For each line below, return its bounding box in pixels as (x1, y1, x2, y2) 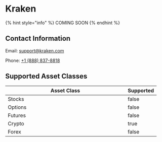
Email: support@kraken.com (5, 47, 64, 53)
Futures (8, 112, 26, 119)
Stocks (8, 95, 24, 102)
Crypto (8, 120, 24, 127)
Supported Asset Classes (5, 72, 88, 81)
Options (8, 104, 27, 111)
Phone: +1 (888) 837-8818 (5, 57, 60, 63)
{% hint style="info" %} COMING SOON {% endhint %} (5, 20, 120, 26)
